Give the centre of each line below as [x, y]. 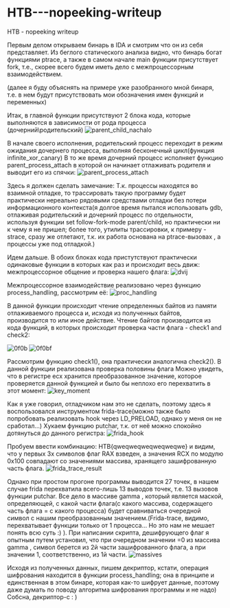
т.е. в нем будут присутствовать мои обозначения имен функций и [105, 95]
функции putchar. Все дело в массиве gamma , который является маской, [115, 496]
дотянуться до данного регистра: [56, 433]
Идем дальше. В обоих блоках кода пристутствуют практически [102, 257]
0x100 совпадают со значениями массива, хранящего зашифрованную [112, 460]
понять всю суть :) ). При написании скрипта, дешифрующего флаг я [108, 533]
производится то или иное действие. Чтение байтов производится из [109, 320]
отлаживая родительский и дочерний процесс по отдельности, [100, 215]
